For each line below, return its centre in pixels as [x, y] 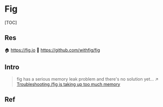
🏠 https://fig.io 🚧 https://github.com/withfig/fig [52, 50]
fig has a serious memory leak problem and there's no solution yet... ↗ [87, 79]
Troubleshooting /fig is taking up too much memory [68, 84]
